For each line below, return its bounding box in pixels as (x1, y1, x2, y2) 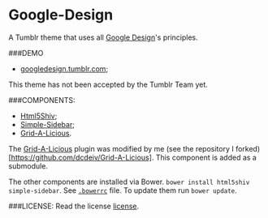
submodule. (8, 160, 49, 171)
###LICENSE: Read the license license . (8, 201, 140, 211)
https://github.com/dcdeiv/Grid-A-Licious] (11, 152, 153, 162)
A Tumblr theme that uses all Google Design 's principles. (8, 32, 199, 42)
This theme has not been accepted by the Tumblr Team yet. (8, 79, 209, 89)
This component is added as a (155, 152, 257, 162)
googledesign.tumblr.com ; (19, 63, 109, 74)
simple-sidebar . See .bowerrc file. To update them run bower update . (8, 185, 237, 195)
